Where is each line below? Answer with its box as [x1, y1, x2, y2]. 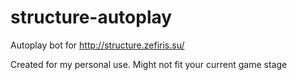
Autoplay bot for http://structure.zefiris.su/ [10, 39, 185, 51]
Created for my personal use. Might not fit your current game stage [10, 58, 288, 70]
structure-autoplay [10, 6, 173, 29]
